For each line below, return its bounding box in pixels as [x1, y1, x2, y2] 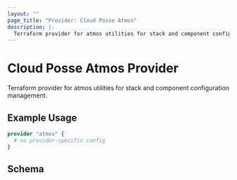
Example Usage [7, 112, 78, 124]
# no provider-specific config [13, 137, 106, 144]
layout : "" [7, 10, 39, 18]
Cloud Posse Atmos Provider [7, 61, 179, 76]
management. [7, 91, 48, 100]
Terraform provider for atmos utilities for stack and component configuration [7, 84, 230, 92]
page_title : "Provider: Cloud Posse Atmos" [7, 17, 138, 24]
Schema [7, 163, 44, 175]
